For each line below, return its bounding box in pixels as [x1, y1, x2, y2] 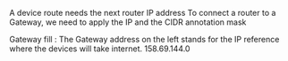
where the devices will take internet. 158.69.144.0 [9, 43, 191, 54]
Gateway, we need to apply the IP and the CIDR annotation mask [9, 17, 247, 27]
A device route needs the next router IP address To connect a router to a [9, 8, 276, 18]
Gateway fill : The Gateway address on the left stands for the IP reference [9, 34, 280, 44]
